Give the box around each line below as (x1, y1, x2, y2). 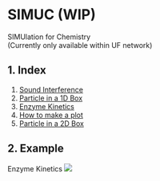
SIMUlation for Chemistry (7, 32, 91, 41)
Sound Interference (18, 85, 83, 94)
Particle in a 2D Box (18, 118, 85, 128)
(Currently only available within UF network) (7, 40, 153, 49)
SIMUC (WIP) (7, 6, 97, 24)
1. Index (7, 64, 46, 77)
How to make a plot (18, 110, 83, 120)
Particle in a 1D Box (18, 93, 83, 103)
